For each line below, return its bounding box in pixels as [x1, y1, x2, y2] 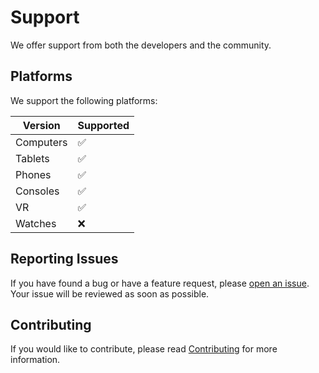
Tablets [15, 151, 50, 165]
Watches [15, 216, 57, 230]
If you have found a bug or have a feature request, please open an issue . [10, 277, 310, 289]
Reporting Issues [10, 251, 119, 268]
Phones [15, 167, 52, 181]
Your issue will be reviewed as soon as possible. [10, 287, 210, 300]
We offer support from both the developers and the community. [10, 39, 272, 51]
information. [10, 354, 61, 366]
